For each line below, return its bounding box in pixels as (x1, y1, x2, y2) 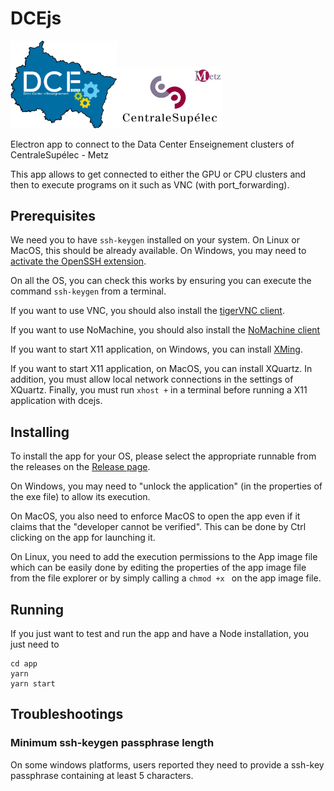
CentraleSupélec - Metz (10, 148, 109, 161)
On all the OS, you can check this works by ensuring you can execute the (10, 275, 312, 287)
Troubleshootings (10, 706, 124, 723)
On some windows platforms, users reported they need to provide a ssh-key (10, 758, 325, 771)
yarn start (10, 678, 56, 689)
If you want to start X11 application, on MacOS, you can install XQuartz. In (10, 363, 313, 375)
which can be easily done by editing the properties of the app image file (10, 562, 307, 574)
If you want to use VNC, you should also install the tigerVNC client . (10, 305, 285, 317)
